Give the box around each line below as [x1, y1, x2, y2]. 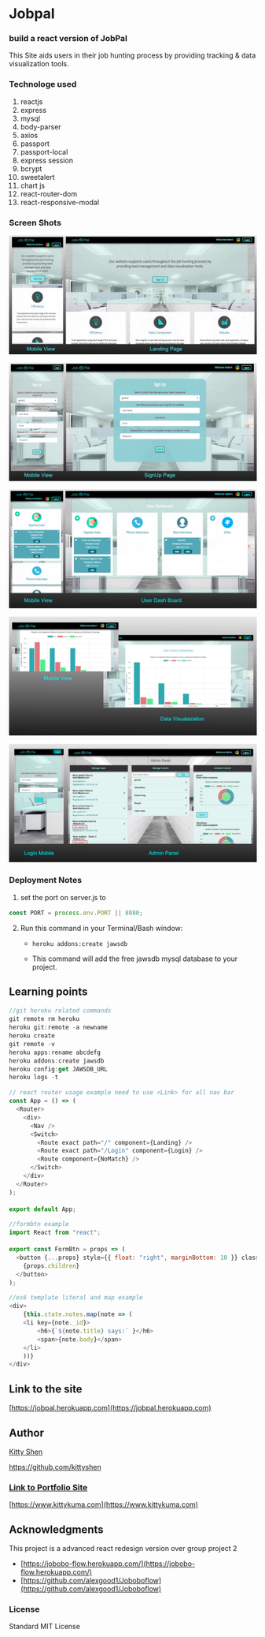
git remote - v [9, 1040, 56, 1048]
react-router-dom [20, 189, 78, 198]
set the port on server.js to [20, 892, 107, 902]
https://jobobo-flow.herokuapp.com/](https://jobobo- [23, 1559, 196, 1568]
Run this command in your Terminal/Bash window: [20, 923, 183, 932]
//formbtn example [9, 1220, 69, 1228]
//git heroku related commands [9, 1007, 112, 1015]
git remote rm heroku [9, 1015, 80, 1023]
